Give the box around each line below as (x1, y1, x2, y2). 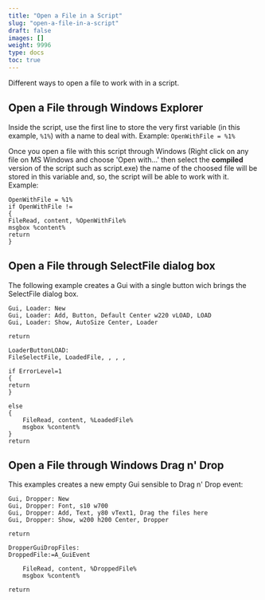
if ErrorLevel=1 (8, 367, 62, 375)
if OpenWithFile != (8, 203, 73, 211)
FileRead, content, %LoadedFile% (22, 416, 134, 424)
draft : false (8, 26, 52, 34)
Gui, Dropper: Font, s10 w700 (8, 502, 109, 511)
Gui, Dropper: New (8, 495, 69, 503)
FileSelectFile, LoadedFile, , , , (8, 353, 127, 361)
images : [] (8, 34, 45, 42)
